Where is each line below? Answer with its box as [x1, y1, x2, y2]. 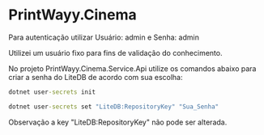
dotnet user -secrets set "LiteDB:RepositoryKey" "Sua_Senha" [8, 103, 219, 111]
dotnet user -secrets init [8, 87, 96, 96]
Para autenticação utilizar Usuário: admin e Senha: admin [8, 32, 200, 42]
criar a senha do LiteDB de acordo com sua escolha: [8, 72, 184, 82]
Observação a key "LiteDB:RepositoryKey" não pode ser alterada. [8, 117, 228, 127]
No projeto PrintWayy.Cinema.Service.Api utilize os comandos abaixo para [8, 63, 257, 74]
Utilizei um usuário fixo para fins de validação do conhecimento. [8, 48, 223, 57]
